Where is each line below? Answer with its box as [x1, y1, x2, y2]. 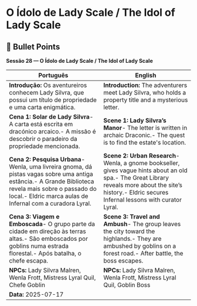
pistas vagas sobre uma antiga [9, 170, 93, 178]
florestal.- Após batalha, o [9, 250, 81, 257]
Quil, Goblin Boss [103, 281, 151, 289]
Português [38, 71, 69, 79]
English [135, 71, 157, 79]
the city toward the [103, 227, 155, 235]
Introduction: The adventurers [103, 81, 188, 89]
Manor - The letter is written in [103, 124, 188, 132]
